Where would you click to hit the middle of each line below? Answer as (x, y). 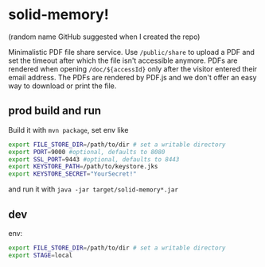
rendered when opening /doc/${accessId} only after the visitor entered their (132, 68)
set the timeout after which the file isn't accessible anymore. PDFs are (123, 60)
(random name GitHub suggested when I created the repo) (104, 37)
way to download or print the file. (62, 86)
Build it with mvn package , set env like (68, 130)
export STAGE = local (41, 255)
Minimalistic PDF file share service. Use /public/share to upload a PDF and (131, 52)
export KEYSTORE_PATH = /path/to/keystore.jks (83, 167)
